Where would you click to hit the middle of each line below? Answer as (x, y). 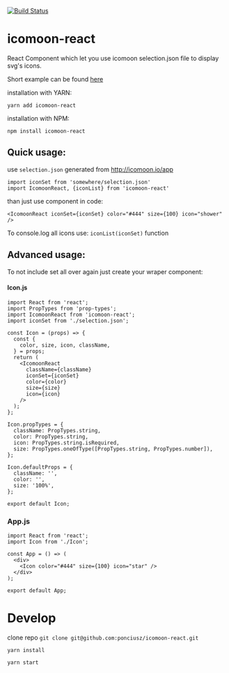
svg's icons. (24, 66)
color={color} (46, 381)
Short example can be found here (55, 79)
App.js (18, 521)
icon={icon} (43, 394)
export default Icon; (39, 504)
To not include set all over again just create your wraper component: (105, 271)
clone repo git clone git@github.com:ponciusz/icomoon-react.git (103, 637)
